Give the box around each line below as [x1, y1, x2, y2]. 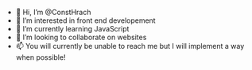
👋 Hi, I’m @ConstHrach [15, 8, 91, 17]
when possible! [15, 53, 66, 62]
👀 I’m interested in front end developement [15, 16, 157, 25]
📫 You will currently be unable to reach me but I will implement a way [15, 42, 245, 50]
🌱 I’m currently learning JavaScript [15, 24, 130, 33]
